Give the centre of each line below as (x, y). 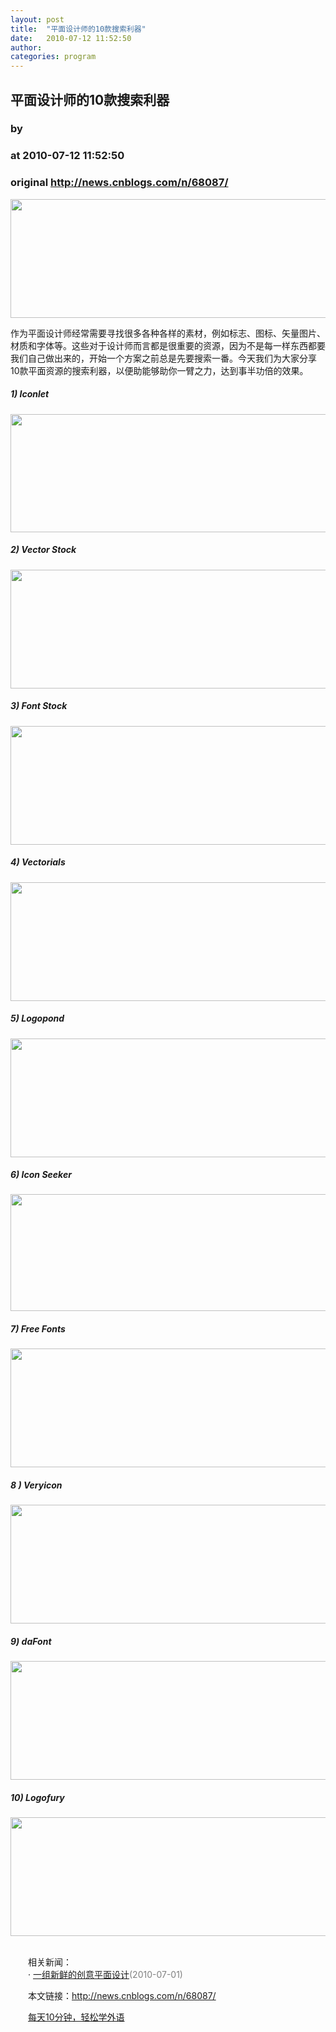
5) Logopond (37, 1018)
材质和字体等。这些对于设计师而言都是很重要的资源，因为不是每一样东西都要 (168, 345)
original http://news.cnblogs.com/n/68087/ (119, 183)
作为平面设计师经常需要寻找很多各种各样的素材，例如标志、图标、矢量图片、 (168, 333)
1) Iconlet (30, 394)
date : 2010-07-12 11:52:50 (71, 38)
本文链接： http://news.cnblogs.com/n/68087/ (122, 1996)
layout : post (37, 19)
